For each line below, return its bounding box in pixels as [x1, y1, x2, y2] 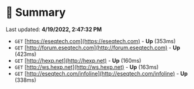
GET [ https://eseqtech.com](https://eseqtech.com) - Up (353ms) [14, 37, 176, 44]
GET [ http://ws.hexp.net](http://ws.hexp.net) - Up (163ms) [14, 63, 159, 71]
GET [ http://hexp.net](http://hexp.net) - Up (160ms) [14, 57, 142, 64]
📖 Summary [5, 5, 66, 20]
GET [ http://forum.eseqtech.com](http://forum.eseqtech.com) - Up [14, 44, 181, 51]
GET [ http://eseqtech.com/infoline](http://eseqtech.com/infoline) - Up [14, 69, 188, 77]
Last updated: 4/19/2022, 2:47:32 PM [5, 26, 102, 33]
